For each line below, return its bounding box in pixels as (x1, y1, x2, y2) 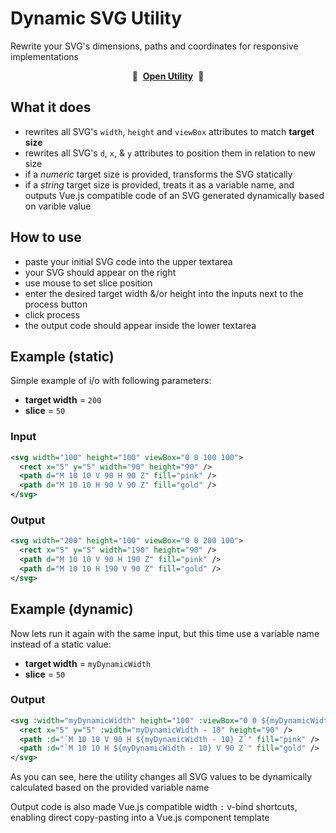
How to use (10, 229, 82, 246)
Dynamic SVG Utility (10, 7, 183, 30)
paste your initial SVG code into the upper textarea (24, 255, 233, 267)
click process (24, 308, 81, 321)
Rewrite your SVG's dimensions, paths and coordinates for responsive (10, 40, 299, 52)
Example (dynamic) (10, 601, 134, 618)
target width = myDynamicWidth (24, 657, 152, 669)
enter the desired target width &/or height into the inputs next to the (24, 287, 304, 299)
